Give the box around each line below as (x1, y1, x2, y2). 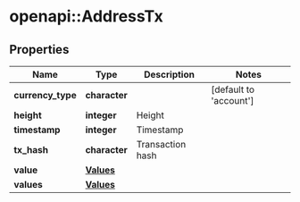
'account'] (211, 95, 254, 106)
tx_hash (13, 144, 49, 156)
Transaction (136, 139, 187, 150)
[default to (211, 83, 255, 96)
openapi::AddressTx (9, 6, 163, 27)
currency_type (13, 89, 78, 101)
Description (144, 69, 195, 80)
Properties (9, 42, 70, 57)
